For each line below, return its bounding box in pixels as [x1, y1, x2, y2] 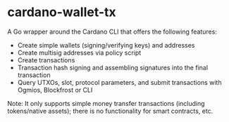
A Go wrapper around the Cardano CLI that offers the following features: [7, 27, 217, 36]
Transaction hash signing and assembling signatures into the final [17, 63, 209, 72]
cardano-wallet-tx [7, 4, 116, 20]
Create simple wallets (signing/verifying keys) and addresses [17, 41, 195, 49]
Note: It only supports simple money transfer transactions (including [7, 99, 206, 107]
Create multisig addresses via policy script [17, 48, 142, 57]
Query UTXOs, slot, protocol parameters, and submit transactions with [17, 78, 222, 86]
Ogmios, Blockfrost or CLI [17, 86, 93, 94]
